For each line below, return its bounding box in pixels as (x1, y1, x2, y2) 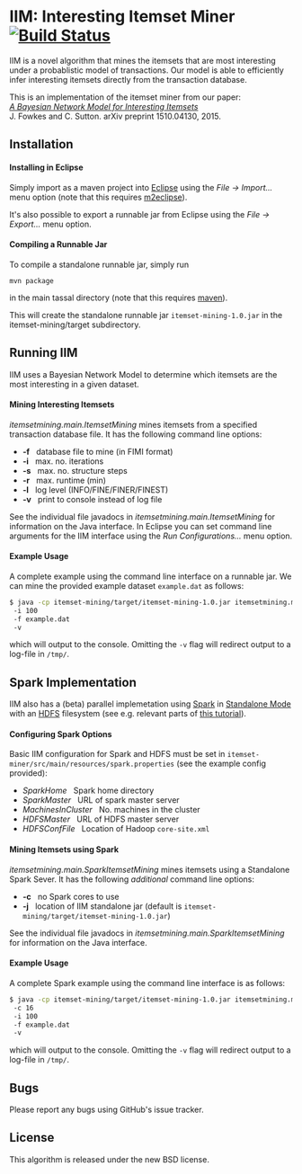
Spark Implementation (9, 674, 137, 689)
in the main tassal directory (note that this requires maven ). (9, 292, 228, 303)
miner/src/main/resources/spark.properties (9, 760, 175, 769)
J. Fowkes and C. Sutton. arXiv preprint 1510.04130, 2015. (9, 111, 222, 121)
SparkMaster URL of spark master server (22, 795, 180, 805)
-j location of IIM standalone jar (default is (22, 901, 182, 912)
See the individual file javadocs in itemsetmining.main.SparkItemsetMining (9, 928, 285, 938)
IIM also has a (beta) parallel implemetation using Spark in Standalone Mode (9, 698, 292, 709)
